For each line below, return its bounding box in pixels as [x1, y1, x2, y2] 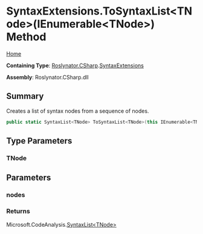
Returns [6, 207, 30, 216]
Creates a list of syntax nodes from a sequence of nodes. [6, 107, 149, 115]
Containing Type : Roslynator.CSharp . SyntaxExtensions [6, 62, 144, 69]
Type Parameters [6, 136, 72, 146]
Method [6, 30, 47, 44]
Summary [6, 91, 44, 101]
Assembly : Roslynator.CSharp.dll [6, 73, 89, 81]
